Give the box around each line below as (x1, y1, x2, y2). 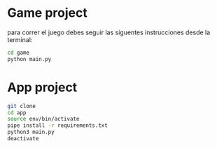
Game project (7, 5, 87, 21)
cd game (7, 49, 30, 56)
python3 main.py (7, 128, 55, 136)
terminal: (7, 35, 33, 43)
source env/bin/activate (7, 116, 80, 123)
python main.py (7, 55, 52, 62)
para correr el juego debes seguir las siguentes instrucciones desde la (7, 28, 211, 36)
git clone (7, 102, 36, 109)
